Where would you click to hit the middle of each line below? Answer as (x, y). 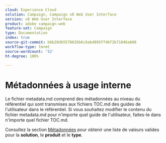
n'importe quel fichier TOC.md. (37, 120)
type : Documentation (27, 33)
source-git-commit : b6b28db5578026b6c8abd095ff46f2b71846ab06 (71, 42)
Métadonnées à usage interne (68, 85)
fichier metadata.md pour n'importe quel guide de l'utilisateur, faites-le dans (83, 115)
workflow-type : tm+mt (28, 47)
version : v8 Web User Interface (39, 19)
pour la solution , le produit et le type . (44, 135)
